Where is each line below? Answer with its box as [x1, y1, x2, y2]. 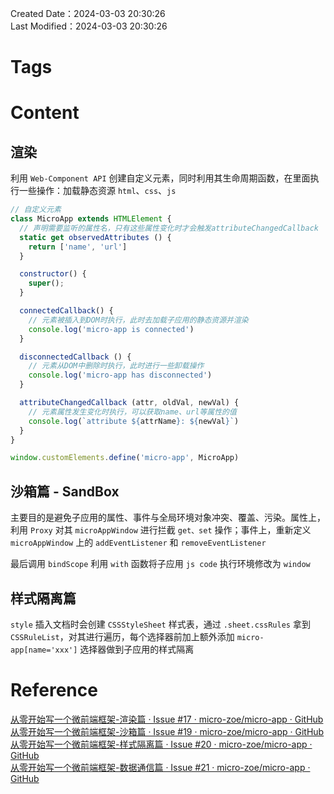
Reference [10, 679, 98, 702]
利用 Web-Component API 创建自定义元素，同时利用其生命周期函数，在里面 [10, 172, 311, 184]
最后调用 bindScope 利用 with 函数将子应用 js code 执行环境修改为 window [10, 558, 311, 570]
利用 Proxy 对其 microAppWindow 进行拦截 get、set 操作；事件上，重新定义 [10, 524, 312, 536]
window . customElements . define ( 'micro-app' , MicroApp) [10, 453, 240, 463]
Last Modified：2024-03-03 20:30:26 [10, 20, 168, 32]
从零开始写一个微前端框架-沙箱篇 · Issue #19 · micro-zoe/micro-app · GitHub [10, 725, 325, 737]
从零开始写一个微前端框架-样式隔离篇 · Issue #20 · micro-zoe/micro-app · [10, 738, 313, 750]
